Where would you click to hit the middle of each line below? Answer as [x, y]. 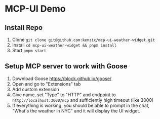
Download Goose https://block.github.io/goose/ [62, 78]
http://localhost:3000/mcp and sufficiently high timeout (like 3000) [83, 100]
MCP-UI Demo [35, 9]
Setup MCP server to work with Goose [66, 66]
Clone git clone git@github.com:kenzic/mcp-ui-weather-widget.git [84, 39]
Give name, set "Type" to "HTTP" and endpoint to [64, 95]
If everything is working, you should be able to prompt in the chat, [81, 105]
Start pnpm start [29, 50]
